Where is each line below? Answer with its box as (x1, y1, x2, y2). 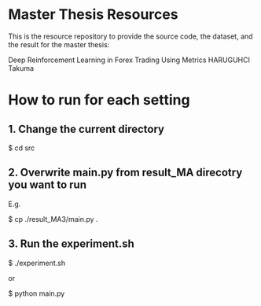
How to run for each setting (8, 91, 190, 109)
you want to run (8, 179, 86, 192)
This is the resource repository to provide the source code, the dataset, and (8, 31, 253, 41)
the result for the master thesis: (8, 39, 110, 49)
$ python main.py (8, 289, 65, 298)
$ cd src (8, 143, 35, 153)
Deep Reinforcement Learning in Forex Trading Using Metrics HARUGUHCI (8, 55, 250, 65)
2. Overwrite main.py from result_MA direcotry (8, 166, 243, 179)
